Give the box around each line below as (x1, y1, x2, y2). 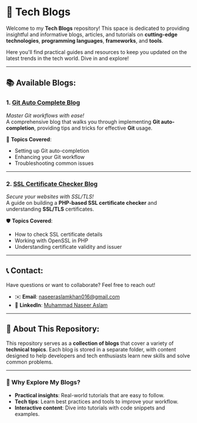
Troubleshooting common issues (14, 160, 94, 167)
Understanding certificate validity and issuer (14, 243, 122, 250)
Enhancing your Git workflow (14, 153, 85, 160)
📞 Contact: (6, 266, 43, 276)
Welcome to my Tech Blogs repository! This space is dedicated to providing (6, 25, 189, 32)
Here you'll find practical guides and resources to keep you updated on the (6, 48, 188, 55)
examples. (14, 410, 40, 417)
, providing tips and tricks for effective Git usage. (34, 124, 152, 131)
